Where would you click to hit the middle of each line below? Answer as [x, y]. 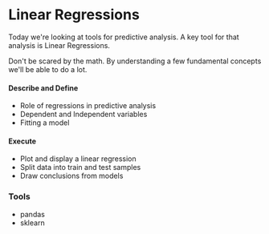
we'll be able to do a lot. [48, 69]
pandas [33, 214]
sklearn [33, 223]
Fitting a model [45, 123]
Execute [22, 141]
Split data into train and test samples [80, 167]
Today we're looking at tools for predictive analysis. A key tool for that [124, 37]
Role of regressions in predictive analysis [88, 106]
